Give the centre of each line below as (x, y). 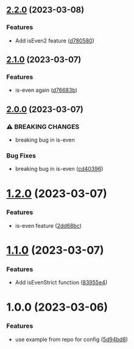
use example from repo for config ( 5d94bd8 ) (71, 339)
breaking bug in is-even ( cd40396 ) (59, 169)
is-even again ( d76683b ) (46, 90)
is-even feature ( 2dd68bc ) (48, 226)
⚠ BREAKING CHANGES (43, 126)
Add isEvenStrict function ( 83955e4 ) (61, 283)
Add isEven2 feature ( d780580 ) (55, 40)
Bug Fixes (21, 156)
